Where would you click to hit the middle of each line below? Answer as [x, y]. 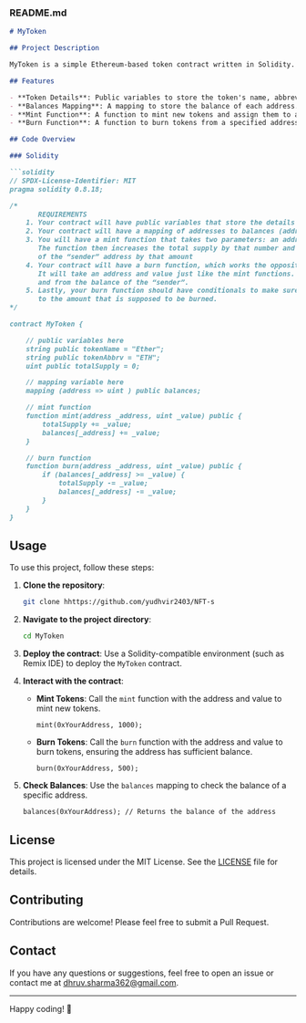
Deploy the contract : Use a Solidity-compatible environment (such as [153, 653]
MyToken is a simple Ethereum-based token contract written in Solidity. [153, 65]
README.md [38, 13]
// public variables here [75, 340]
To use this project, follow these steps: [82, 568]
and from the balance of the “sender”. [113, 282]
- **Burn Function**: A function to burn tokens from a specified [138, 123]
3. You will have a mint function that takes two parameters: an [153, 240]
